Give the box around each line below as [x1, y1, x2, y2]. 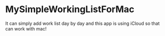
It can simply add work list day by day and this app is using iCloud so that [5, 20, 160, 26]
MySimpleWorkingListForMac [5, 4, 134, 15]
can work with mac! [5, 25, 47, 31]
